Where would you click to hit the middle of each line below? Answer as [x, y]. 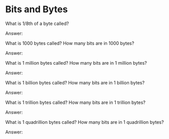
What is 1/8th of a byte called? [37, 23]
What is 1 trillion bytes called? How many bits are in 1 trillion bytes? [76, 102]
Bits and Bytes [37, 9]
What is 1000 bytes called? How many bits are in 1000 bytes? [70, 43]
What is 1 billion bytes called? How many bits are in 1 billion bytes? [75, 82]
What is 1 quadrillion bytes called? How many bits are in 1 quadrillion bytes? [84, 122]
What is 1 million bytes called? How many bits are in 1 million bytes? [76, 63]
